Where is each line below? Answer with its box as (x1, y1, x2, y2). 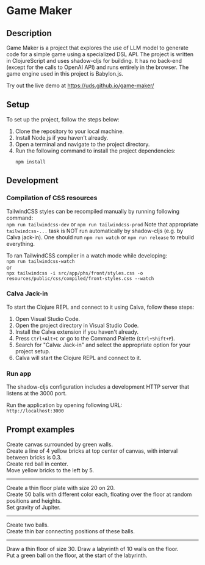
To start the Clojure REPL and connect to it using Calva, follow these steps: (6, 303, 195, 311)
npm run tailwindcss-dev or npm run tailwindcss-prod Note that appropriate (6, 220, 198, 228)
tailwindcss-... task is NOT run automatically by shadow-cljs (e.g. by (6, 227, 184, 234)
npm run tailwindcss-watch (6, 258, 75, 264)
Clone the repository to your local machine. (15, 128, 124, 135)
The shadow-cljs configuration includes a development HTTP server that (6, 383, 190, 390)
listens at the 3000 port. (6, 390, 67, 397)
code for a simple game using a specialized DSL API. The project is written (6, 51, 194, 58)
